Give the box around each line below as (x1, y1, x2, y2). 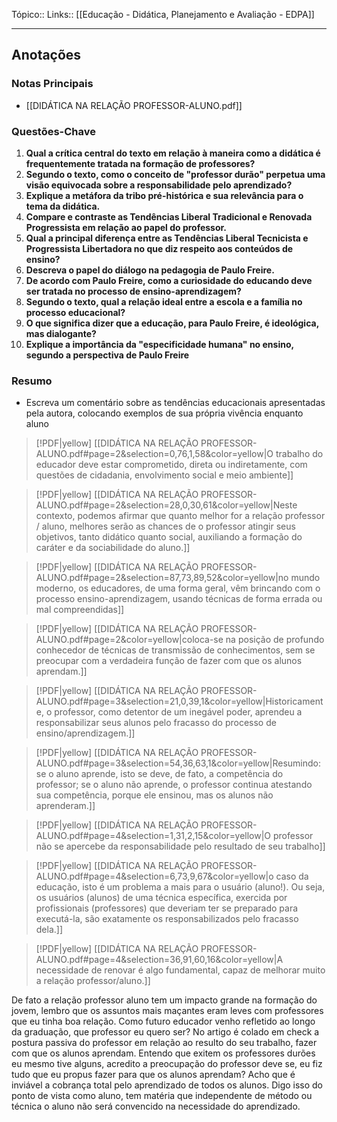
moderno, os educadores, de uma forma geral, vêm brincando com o (35, 582, 321, 594)
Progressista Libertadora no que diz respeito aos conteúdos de (25, 242, 294, 254)
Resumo (11, 374, 53, 388)
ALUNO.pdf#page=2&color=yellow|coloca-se (35, 634, 224, 646)
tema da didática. (25, 200, 101, 212)
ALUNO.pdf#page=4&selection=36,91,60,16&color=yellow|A (35, 954, 284, 966)
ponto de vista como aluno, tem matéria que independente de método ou (11, 1090, 313, 1102)
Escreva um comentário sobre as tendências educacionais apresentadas (25, 397, 326, 409)
